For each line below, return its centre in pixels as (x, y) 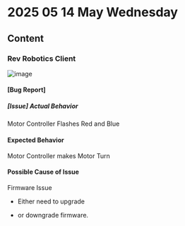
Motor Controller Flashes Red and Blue (64, 124)
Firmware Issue (30, 187)
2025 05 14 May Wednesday (93, 12)
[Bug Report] (26, 90)
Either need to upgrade (51, 201)
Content (26, 38)
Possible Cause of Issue (43, 172)
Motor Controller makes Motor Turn (59, 155)
